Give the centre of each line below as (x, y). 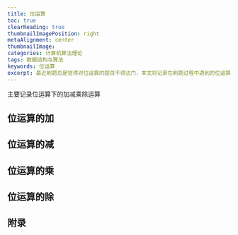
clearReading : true (36, 27)
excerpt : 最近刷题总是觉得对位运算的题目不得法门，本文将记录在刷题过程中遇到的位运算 (119, 73)
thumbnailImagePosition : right (53, 34)
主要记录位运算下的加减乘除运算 (54, 94)
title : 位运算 (27, 14)
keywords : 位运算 (31, 66)
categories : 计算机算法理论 (45, 54)
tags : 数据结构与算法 (35, 60)
